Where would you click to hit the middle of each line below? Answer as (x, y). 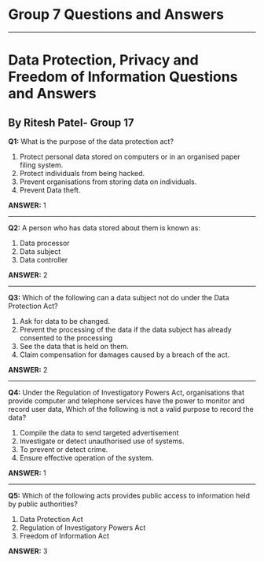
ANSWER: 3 (28, 551)
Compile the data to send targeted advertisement (99, 432)
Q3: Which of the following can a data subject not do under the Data (119, 297)
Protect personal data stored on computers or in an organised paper (130, 156)
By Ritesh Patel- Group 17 (71, 122)
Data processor (44, 243)
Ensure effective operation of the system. (86, 457)
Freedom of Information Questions (123, 77)
